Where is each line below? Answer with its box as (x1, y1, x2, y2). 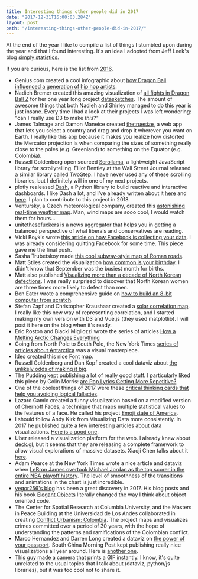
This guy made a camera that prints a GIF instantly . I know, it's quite (14, 554, 180, 561)
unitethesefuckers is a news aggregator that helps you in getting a (14, 221, 176, 228)
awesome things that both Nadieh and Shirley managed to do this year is (14, 102, 192, 109)
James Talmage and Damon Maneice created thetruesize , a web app (14, 121, 183, 128)
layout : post (6, 19, 38, 25)
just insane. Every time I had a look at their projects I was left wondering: (14, 108, 192, 115)
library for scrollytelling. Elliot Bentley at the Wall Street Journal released (14, 165, 191, 172)
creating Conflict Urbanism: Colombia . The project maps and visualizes (14, 516, 189, 523)
